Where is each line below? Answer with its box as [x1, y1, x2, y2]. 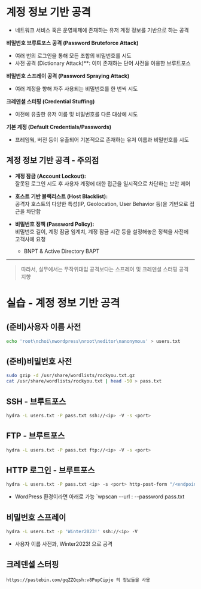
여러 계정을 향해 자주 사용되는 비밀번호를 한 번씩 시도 [14, 85, 138, 92]
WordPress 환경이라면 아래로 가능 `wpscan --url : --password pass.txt [14, 493, 185, 500]
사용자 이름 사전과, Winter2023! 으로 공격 [14, 540, 112, 547]
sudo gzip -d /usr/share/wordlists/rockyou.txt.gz [6, 373, 135, 379]
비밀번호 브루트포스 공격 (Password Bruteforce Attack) [6, 39, 139, 46]
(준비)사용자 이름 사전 [6, 322, 81, 332]
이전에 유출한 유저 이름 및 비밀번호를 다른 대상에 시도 [14, 110, 138, 118]
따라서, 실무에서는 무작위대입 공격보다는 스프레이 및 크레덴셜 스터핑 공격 [20, 265, 189, 273]
